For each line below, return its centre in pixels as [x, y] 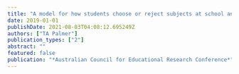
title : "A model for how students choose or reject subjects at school [116, 14]
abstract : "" [27, 47]
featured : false [31, 54]
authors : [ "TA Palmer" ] [43, 33]
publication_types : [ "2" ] [46, 40]
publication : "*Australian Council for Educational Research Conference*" [121, 60]
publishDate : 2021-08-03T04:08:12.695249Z [71, 27]
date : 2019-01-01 [33, 20]
